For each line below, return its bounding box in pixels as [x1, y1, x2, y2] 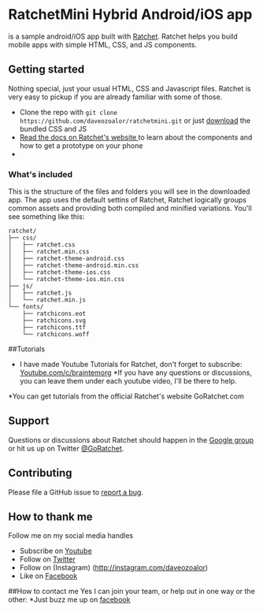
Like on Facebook [19, 571, 78, 580]
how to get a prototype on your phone [19, 140, 143, 150]
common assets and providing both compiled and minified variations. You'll [8, 203, 252, 213]
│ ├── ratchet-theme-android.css [8, 254, 125, 263]
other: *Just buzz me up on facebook [8, 595, 131, 604]
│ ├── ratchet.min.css [8, 248, 90, 256]
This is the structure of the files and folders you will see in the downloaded [8, 187, 250, 196]
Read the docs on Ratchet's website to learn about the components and [19, 132, 253, 142]
